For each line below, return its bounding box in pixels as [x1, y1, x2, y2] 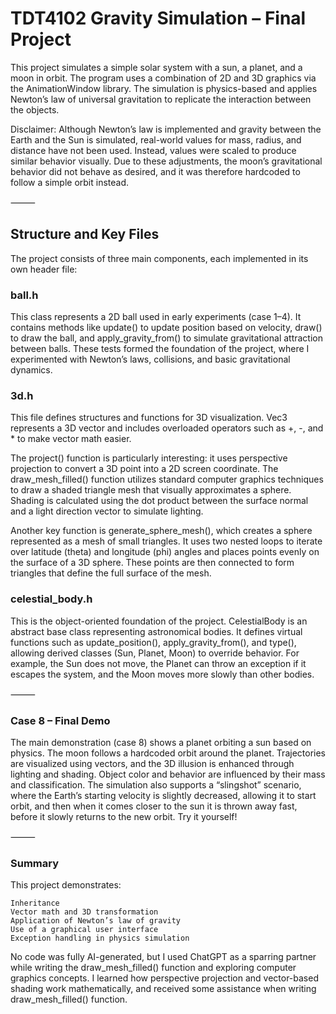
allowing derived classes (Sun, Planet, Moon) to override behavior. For [10, 647, 300, 659]
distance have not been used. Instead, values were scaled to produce [10, 144, 297, 156]
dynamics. [10, 364, 53, 376]
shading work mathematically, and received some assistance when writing [10, 983, 317, 995]
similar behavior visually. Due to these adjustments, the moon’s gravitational [10, 155, 323, 167]
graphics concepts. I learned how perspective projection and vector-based [10, 972, 319, 984]
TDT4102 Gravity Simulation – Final [10, 7, 307, 30]
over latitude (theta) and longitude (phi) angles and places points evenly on [10, 546, 320, 558]
